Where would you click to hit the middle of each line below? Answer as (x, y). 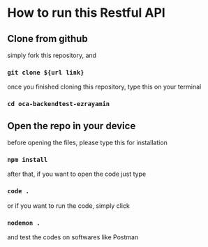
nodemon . (24, 223)
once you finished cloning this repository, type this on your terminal (104, 87)
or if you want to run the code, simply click (69, 205)
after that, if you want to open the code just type (77, 174)
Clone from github (48, 39)
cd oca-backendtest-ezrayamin (59, 104)
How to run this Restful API (86, 13)
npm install (28, 159)
